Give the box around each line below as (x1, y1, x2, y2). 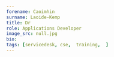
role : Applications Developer (6, 25, 82, 31)
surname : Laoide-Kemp (6, 14, 61, 20)
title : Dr (6, 20, 31, 26)
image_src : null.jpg (6, 31, 58, 37)
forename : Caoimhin (6, 8, 55, 15)
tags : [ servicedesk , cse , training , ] (6, 42, 109, 48)
